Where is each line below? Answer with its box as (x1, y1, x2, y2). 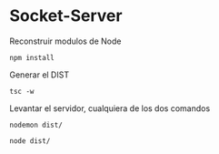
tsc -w (9, 87, 35, 96)
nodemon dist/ (9, 120, 64, 129)
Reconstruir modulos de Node (9, 36, 122, 46)
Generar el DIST (9, 69, 70, 80)
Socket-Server (9, 5, 123, 26)
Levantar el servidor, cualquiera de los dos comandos (9, 102, 211, 114)
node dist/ (9, 136, 51, 146)
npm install (9, 53, 55, 62)
